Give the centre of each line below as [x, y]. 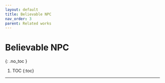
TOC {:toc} [23, 71]
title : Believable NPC [28, 14]
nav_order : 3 [18, 19]
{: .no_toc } [16, 61]
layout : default [22, 10]
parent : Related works [28, 23]
